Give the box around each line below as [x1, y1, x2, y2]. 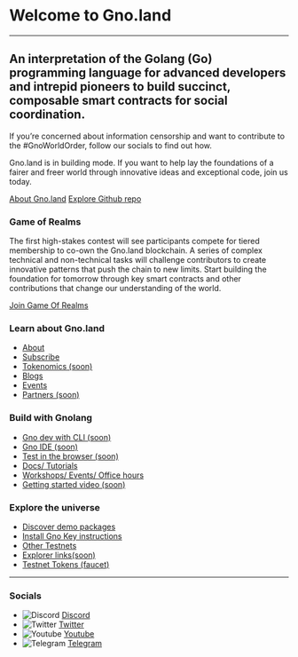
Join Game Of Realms [9, 300, 89, 311]
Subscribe [21, 352, 60, 362]
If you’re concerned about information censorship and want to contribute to [9, 131, 286, 141]
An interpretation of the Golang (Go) [9, 51, 213, 67]
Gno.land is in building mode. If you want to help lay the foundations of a [9, 157, 274, 168]
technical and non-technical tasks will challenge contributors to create [9, 255, 267, 265]
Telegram [67, 638, 103, 649]
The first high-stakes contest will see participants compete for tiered [9, 236, 260, 247]
